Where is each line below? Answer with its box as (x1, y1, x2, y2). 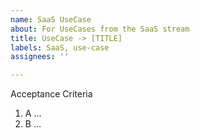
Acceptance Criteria (10, 88, 93, 100)
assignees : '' (10, 52, 70, 62)
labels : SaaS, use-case (10, 42, 110, 53)
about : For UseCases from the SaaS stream (10, 24, 190, 34)
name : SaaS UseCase (10, 14, 92, 25)
